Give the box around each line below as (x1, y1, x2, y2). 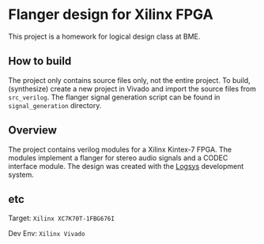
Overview (8, 124, 58, 137)
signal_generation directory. (8, 100, 102, 110)
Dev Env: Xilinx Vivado (8, 229, 85, 238)
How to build (8, 54, 72, 68)
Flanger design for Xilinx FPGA (8, 6, 213, 24)
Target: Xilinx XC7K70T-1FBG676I (8, 213, 115, 223)
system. (8, 170, 34, 179)
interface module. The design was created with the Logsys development (8, 161, 244, 171)
